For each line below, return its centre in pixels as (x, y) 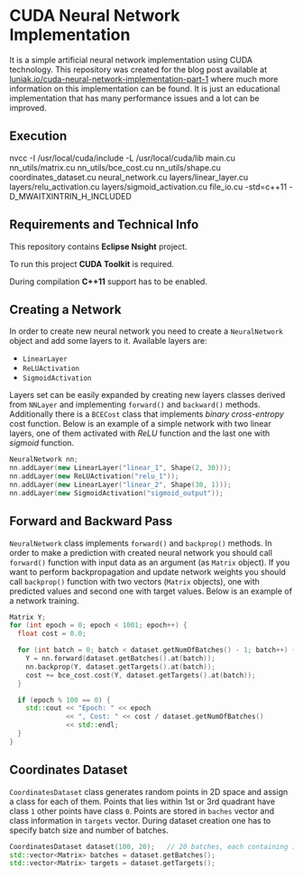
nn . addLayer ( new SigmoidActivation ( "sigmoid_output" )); (116, 493)
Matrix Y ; (28, 617)
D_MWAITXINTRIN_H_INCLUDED (71, 196)
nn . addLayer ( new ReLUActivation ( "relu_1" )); (94, 476)
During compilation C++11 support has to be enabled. (108, 282)
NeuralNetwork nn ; (44, 460)
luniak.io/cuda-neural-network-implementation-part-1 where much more (144, 78)
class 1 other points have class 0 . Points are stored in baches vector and (142, 811)
